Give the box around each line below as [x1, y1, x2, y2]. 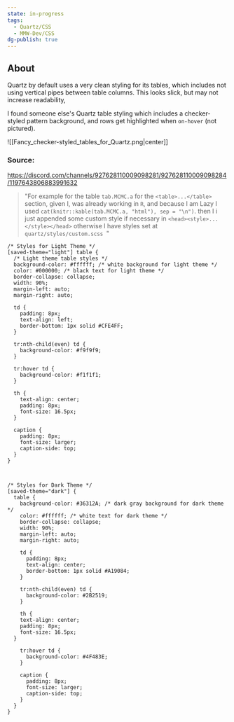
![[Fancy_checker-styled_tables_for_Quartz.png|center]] [7, 137, 168, 146]
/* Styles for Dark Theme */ [7, 482, 92, 489]
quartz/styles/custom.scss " [24, 229, 110, 238]
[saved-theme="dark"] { [7, 488, 77, 495]
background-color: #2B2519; [25, 592, 109, 599]
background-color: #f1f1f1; [20, 372, 102, 379]
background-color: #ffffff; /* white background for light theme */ [13, 261, 218, 268]
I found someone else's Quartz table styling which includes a [7, 109, 184, 118]
